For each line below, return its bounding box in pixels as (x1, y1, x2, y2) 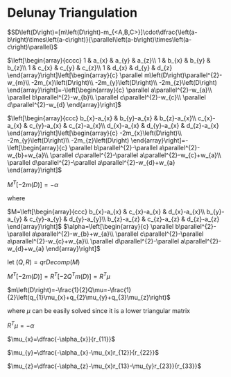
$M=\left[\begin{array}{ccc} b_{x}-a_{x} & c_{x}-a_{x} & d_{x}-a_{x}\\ (7, 207, 205, 216)
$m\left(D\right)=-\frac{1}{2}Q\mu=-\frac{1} (7, 286, 132, 294)
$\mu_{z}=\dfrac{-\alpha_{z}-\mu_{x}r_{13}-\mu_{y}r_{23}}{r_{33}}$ (7, 362, 202, 370)
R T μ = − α (7, 320, 35, 330)
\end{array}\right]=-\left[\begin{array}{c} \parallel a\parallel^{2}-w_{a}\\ (7, 86, 212, 94)
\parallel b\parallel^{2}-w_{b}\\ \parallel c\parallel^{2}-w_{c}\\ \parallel (7, 93, 206, 102)
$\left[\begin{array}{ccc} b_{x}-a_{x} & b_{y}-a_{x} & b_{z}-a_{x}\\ (7, 113, 196, 122)
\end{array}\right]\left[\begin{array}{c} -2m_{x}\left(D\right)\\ (7, 129, 182, 137)
